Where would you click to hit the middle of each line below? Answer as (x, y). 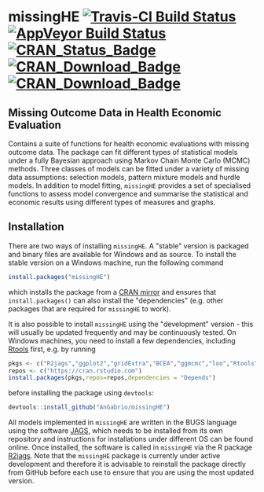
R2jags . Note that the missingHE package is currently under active (114, 456)
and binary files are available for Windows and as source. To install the (123, 254)
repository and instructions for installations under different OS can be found (131, 439)
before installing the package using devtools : (81, 393)
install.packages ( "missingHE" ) (59, 277)
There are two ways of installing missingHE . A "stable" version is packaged (128, 246)
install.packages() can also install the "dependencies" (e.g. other (116, 300)
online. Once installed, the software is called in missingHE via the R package (130, 447)
